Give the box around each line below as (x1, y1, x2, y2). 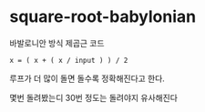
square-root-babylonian (9, 6, 197, 27)
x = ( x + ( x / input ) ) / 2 (9, 56, 128, 65)
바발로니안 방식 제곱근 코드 (9, 37, 105, 48)
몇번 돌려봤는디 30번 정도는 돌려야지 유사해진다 (9, 92, 178, 103)
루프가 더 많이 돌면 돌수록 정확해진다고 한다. (9, 73, 166, 84)
